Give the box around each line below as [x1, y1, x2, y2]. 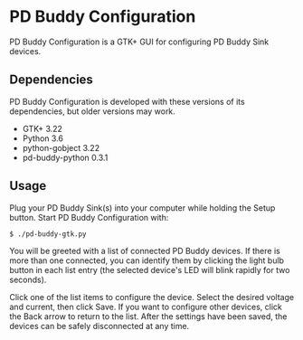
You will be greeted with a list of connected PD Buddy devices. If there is [9, 245, 280, 256]
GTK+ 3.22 [22, 123, 63, 134]
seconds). [9, 274, 47, 285]
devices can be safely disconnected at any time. [9, 320, 190, 331]
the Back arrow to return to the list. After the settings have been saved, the [9, 310, 288, 322]
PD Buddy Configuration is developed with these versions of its [9, 96, 246, 107]
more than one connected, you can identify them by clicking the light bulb [9, 255, 285, 266]
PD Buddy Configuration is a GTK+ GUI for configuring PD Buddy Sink [9, 36, 270, 47]
